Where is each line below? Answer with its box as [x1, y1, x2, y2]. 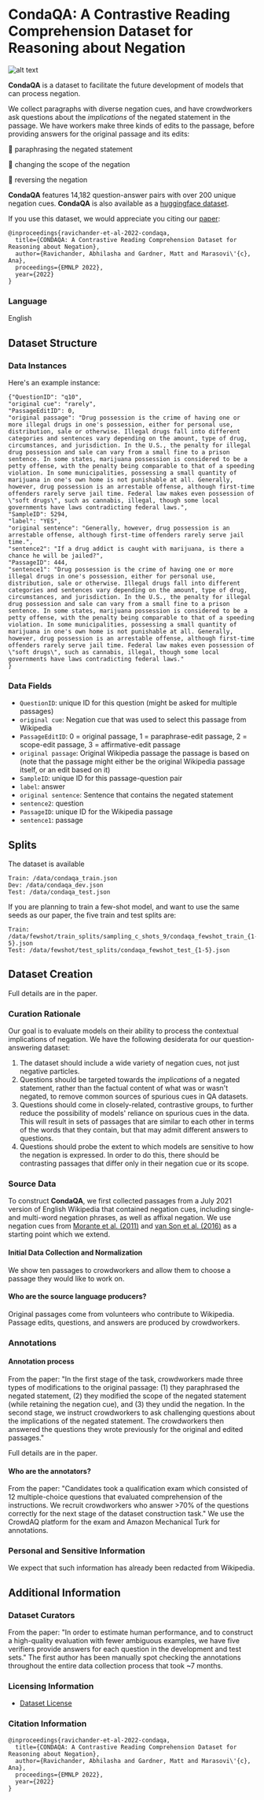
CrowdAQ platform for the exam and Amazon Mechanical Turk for [8, 1517, 221, 1527]
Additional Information [8, 1586, 121, 1599]
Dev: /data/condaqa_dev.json [8, 881, 104, 890]
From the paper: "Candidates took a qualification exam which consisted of [8, 1484, 248, 1493]
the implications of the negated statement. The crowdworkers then [8, 1416, 225, 1426]
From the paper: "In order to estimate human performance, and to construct [8, 1627, 254, 1637]
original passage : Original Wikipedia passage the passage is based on [19, 749, 250, 758]
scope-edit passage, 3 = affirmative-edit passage [19, 740, 181, 749]
